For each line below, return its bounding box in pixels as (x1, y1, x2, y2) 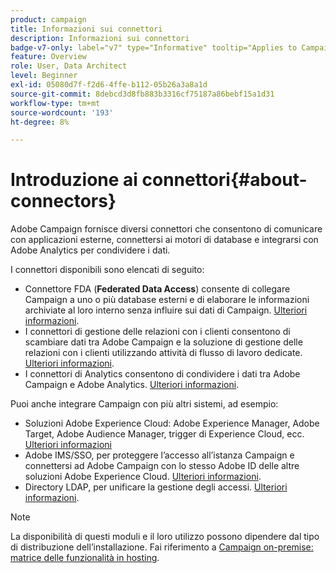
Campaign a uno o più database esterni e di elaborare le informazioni (24, 294, 310, 306)
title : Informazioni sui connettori (10, 24, 163, 34)
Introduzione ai (10, 169, 138, 191)
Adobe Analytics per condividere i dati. (10, 244, 171, 256)
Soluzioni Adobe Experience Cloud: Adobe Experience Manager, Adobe (24, 417, 320, 430)
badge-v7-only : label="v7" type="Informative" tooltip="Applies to (10, 42, 298, 53)
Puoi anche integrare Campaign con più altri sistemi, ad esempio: (10, 398, 279, 410)
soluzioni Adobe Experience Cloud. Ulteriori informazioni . (24, 471, 262, 483)
